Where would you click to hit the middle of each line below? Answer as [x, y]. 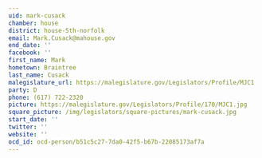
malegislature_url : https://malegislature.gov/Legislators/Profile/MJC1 [131, 82]
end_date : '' [30, 45]
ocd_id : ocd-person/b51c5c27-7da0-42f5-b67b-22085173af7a [106, 142]
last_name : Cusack [39, 75]
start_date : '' [33, 120]
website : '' [28, 134]
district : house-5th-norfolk [57, 30]
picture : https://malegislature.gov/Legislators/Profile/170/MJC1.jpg [128, 105]
